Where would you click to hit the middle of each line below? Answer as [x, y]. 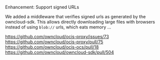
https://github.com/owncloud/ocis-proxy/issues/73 [57, 37]
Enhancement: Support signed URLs [42, 7]
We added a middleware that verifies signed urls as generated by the [76, 16]
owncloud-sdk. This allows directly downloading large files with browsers [80, 22]
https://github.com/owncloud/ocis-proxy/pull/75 [54, 42]
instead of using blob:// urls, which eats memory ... [58, 27]
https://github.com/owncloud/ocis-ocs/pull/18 [52, 47]
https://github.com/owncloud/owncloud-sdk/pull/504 [59, 52]
